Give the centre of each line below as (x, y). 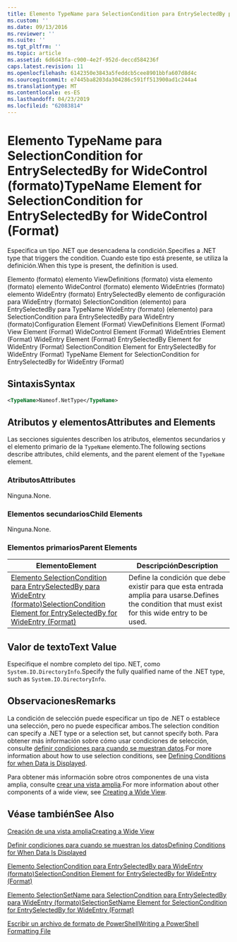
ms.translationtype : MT (42, 86)
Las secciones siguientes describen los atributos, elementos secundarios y (116, 440)
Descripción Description (177, 566)
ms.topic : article (34, 54)
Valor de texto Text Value (62, 647)
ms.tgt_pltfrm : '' (34, 47)
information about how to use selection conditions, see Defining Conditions (117, 755)
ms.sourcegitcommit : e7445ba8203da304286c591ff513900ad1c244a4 (102, 80)
